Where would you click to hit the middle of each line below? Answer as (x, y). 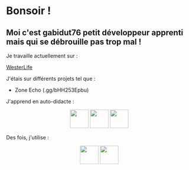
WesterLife (19, 67)
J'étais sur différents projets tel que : (51, 79)
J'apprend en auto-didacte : (40, 101)
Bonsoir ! (29, 11)
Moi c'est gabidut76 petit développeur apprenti (95, 33)
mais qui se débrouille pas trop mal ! (74, 41)
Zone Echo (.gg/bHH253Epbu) (52, 90)
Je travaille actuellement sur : (42, 56)
